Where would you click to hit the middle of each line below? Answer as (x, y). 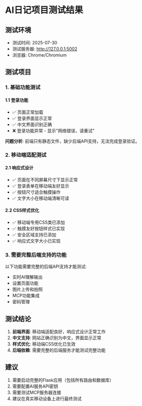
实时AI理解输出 (27, 277)
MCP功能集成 (26, 296)
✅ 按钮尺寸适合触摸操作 (36, 192)
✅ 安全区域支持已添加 (34, 235)
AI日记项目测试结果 (44, 10)
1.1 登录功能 (17, 100)
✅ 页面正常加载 (28, 112)
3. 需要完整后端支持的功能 (36, 255)
